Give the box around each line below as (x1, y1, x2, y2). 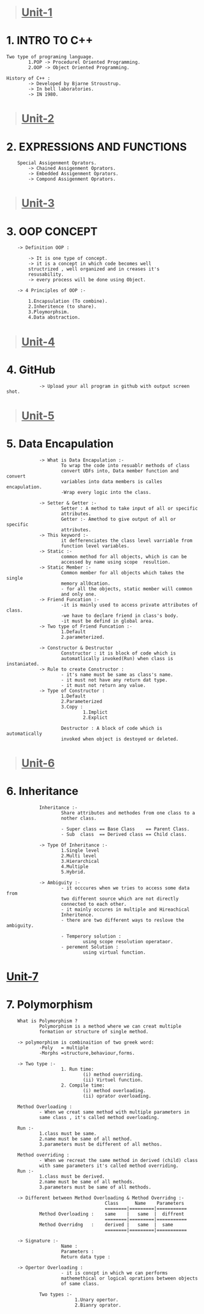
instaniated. (6, 661, 40, 667)
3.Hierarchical (60, 858, 100, 864)
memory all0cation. (60, 580, 111, 587)
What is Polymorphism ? (17, 1017, 78, 1024)
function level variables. (60, 542, 130, 549)
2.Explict (82, 714, 108, 721)
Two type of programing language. (6, 54, 95, 60)
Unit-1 (21, 6, 53, 20)
